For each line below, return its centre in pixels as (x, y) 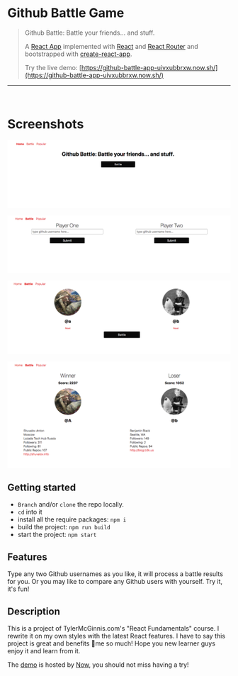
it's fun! (18, 589)
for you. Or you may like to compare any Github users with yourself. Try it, (115, 582)
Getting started (42, 487)
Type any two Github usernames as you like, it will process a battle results (115, 574)
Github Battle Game (66, 13)
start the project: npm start (57, 535)
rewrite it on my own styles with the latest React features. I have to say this (116, 636)
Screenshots (46, 124)
